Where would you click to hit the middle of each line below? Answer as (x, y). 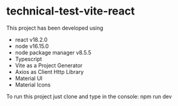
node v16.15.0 (32, 46)
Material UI (29, 78)
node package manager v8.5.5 (53, 52)
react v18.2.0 (31, 39)
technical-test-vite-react (71, 11)
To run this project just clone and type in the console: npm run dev (89, 96)
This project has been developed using (55, 28)
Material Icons (33, 84)
